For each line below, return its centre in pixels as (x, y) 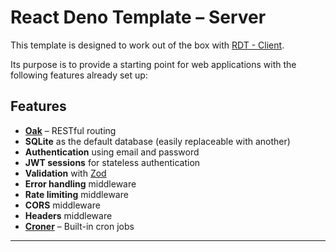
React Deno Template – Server (138, 17)
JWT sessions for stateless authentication (112, 162)
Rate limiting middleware (76, 194)
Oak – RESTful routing (70, 130)
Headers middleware (68, 215)
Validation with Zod (65, 173)
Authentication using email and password (112, 152)
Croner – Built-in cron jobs (79, 226)
